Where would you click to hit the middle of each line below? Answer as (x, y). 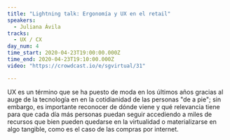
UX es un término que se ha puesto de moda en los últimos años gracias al (115, 92)
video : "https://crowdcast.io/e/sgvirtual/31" (76, 66)
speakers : (22, 20)
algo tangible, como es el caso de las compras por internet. (93, 129)
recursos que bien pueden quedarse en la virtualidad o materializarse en (112, 121)
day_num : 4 (23, 46)
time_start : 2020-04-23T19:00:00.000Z (64, 53)
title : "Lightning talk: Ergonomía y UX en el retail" (89, 14)
